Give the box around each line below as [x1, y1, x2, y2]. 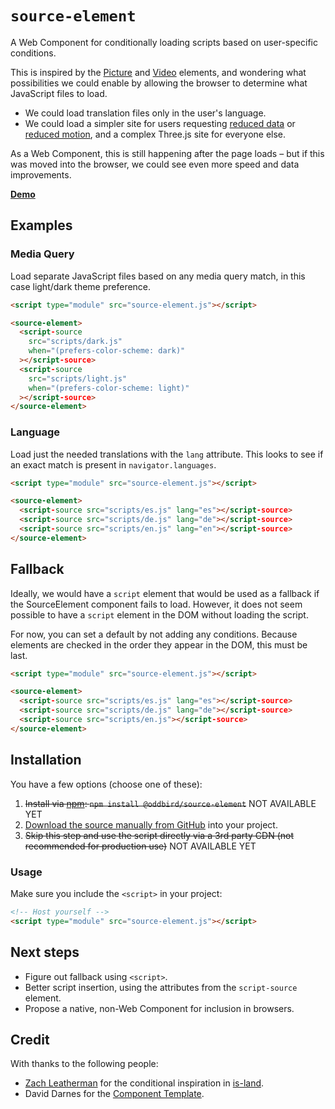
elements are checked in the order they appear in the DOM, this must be [10, 638, 308, 651]
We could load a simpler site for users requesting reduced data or [24, 117, 296, 129]
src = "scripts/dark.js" [28, 337, 123, 347]
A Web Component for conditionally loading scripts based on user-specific [10, 36, 318, 48]
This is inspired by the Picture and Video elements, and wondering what [10, 66, 307, 78]
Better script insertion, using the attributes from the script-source [24, 981, 298, 993]
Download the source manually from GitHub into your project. [24, 818, 278, 831]
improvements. [10, 168, 72, 181]
